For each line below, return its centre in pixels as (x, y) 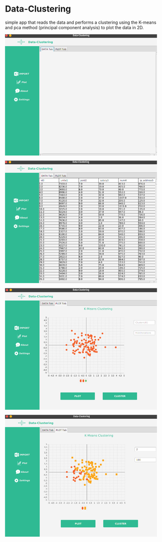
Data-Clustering (38, 9)
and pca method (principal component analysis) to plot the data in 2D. (74, 27)
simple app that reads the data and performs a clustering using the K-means (81, 22)
